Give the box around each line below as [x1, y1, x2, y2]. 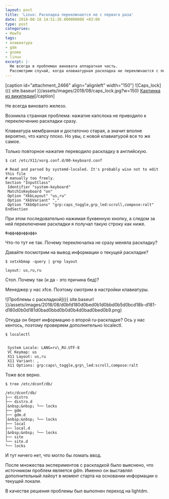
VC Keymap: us [7, 350, 37, 355]
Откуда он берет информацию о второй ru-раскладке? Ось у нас [5, 317, 145, 323]
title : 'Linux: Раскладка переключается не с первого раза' [5, 12, 134, 17]
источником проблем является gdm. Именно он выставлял [5, 468, 133, 473]
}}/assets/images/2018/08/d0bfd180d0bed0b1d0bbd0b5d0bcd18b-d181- [5, 302, 157, 308]
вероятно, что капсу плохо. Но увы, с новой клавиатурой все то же [5, 133, 151, 139]
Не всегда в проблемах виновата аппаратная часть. [10, 64, 118, 69]
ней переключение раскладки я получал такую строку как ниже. [5, 221, 146, 227]
